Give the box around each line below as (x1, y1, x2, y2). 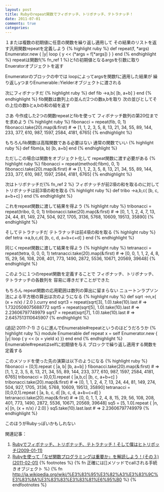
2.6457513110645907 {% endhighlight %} (5, 315, 89, 321)
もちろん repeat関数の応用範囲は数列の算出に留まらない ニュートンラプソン (5, 287, 159, 293)
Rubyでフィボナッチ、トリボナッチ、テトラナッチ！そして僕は (12, 441, 138, 447)
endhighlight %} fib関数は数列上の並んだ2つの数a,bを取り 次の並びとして (5, 96, 153, 102)
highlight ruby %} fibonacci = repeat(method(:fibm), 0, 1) (5, 161, 120, 167)
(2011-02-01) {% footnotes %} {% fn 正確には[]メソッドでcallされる (12, 460, 149, 466)
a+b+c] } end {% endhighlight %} (5, 193, 73, 199)
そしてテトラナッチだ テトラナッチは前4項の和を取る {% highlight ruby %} (5, 229, 156, 235)
